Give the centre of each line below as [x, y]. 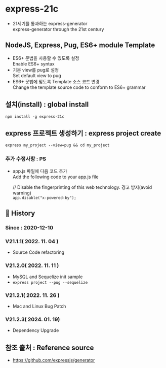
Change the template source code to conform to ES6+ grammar [79, 87]
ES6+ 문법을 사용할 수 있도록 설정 [46, 58]
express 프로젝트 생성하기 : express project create [83, 133]
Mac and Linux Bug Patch [39, 306]
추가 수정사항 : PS [26, 159]
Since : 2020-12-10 [29, 227]
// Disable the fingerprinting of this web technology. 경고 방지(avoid [82, 187]
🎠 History [20, 213]
